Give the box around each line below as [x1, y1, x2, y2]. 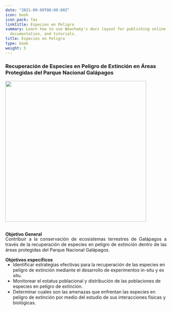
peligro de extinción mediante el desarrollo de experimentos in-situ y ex [12, 267, 165, 273]
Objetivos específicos [5, 257, 53, 263]
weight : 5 [5, 46, 27, 51]
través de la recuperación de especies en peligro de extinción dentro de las [5, 241, 167, 247]
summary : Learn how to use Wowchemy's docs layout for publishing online [5, 27, 166, 32]
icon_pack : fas [5, 17, 38, 22]
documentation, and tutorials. [10, 31, 77, 36]
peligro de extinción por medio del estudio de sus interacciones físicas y [12, 294, 166, 300]
